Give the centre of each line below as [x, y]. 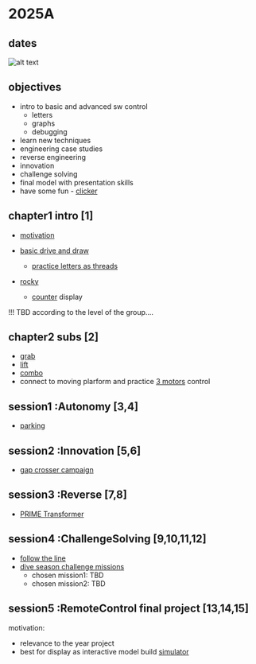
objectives [35, 87]
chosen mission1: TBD [68, 575]
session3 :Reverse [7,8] [68, 495]
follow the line [43, 558]
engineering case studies [61, 149]
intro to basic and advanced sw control [84, 106]
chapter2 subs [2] [54, 338]
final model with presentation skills [76, 182]
